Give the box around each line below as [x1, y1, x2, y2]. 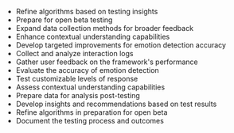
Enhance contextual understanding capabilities [15, 32, 170, 41]
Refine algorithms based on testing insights [15, 7, 158, 16]
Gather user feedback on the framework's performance [15, 57, 199, 66]
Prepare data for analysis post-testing [15, 91, 141, 100]
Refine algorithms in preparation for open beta [15, 108, 168, 117]
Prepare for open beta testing [15, 15, 113, 25]
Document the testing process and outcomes [15, 116, 165, 125]
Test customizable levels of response [15, 74, 138, 83]
